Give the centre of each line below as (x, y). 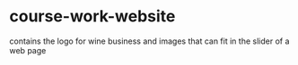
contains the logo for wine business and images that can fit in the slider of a (149, 41)
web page (28, 50)
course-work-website (92, 16)
